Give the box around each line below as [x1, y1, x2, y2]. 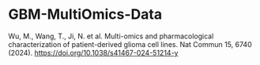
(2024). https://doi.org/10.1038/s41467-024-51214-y [8, 48, 179, 57]
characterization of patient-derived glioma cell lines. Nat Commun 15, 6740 [8, 39, 252, 49]
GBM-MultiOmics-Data [8, 5, 163, 23]
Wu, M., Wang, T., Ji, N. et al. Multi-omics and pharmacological [8, 31, 214, 41]
